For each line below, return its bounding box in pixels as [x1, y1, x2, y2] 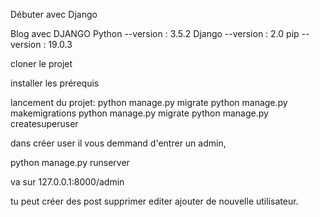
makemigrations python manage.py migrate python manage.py [10, 107, 269, 119]
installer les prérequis [10, 77, 100, 89]
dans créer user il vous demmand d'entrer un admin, [10, 137, 227, 149]
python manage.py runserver [10, 157, 130, 168]
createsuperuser [10, 118, 79, 129]
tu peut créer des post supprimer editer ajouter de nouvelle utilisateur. [10, 195, 299, 207]
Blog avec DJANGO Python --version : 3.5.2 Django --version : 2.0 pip [10, 28, 300, 39]
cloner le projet [10, 58, 73, 69]
